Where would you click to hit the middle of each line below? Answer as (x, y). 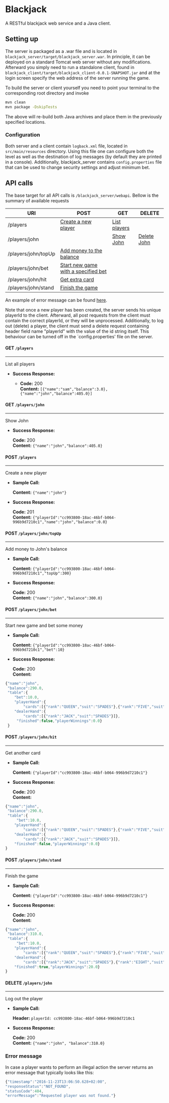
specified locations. (26, 122)
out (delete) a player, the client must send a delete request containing (77, 326)
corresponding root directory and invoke (47, 93)
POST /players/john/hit (31, 737)
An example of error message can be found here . (56, 300)
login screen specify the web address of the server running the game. (77, 78)
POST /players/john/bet (31, 610)
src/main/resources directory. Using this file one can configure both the (80, 151)
